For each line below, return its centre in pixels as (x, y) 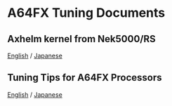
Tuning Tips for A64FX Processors (85, 78)
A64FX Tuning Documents (86, 13)
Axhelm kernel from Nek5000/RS (81, 39)
